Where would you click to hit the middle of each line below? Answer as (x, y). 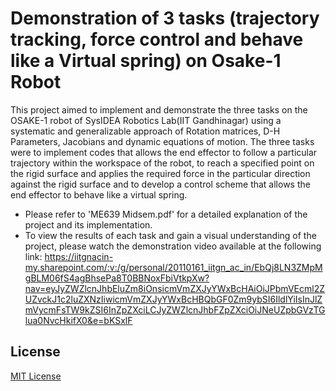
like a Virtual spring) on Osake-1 (146, 61)
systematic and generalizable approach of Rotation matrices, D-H (145, 131)
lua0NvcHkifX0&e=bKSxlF (78, 320)
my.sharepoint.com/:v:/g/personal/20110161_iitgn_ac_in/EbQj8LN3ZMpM (173, 267)
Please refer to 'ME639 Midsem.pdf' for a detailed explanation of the (166, 214)
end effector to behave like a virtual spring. (99, 194)
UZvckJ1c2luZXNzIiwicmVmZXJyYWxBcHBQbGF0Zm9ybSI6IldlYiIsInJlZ (173, 299)
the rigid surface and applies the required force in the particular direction (160, 173)
